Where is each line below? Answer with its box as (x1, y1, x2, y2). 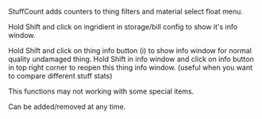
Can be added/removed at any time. (8, 102, 126, 111)
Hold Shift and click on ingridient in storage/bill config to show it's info (8, 22, 238, 31)
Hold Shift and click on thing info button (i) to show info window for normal (8, 46, 252, 55)
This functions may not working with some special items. (8, 86, 195, 96)
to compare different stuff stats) (8, 71, 113, 80)
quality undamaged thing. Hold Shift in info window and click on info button (8, 55, 254, 63)
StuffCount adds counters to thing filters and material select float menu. (8, 7, 244, 16)
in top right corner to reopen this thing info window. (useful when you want (8, 63, 252, 72)
